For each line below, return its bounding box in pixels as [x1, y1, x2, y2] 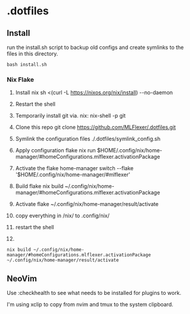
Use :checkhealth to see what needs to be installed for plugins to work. [7, 290, 182, 297]
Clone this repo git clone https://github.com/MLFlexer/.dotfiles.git [15, 124, 176, 131]
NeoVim [7, 273, 38, 284]
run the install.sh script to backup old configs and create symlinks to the [7, 44, 184, 51]
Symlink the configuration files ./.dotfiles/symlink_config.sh [15, 136, 161, 143]
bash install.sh [7, 61, 47, 67]
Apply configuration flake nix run [15, 147, 96, 154]
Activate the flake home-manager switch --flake [15, 165, 133, 172]
